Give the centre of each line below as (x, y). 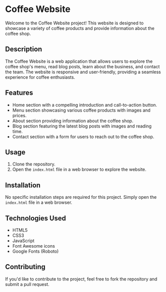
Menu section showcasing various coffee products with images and (81, 110)
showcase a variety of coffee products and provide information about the (80, 28)
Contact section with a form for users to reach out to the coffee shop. (83, 137)
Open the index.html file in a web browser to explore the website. (79, 169)
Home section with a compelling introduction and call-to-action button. (85, 105)
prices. (19, 115)
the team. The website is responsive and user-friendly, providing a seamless (83, 72)
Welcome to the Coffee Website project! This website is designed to (74, 23)
